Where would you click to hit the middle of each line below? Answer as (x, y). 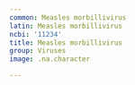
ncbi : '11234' (36, 34)
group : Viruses (38, 51)
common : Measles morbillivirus (68, 17)
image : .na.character (50, 59)
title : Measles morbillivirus (66, 42)
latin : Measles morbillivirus (66, 26)
